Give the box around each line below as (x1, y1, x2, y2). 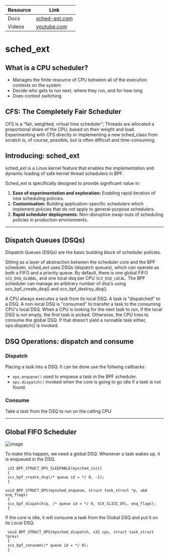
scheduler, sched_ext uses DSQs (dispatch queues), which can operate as (5, 264, 159, 270)
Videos (8, 23, 25, 30)
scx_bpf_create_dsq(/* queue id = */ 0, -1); (7, 475, 105, 480)
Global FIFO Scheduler (5, 427, 77, 436)
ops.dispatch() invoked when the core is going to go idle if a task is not (12, 379, 161, 385)
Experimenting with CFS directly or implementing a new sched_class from (5, 131, 158, 138)
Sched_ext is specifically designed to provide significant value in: (5, 180, 141, 186)
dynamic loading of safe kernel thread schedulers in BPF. (5, 170, 124, 176)
